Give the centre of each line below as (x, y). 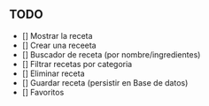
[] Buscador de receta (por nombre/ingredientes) (111, 54)
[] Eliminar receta (54, 73)
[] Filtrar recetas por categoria (77, 64)
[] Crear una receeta (59, 45)
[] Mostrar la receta (57, 35)
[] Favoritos (43, 92)
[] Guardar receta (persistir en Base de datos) (105, 82)
